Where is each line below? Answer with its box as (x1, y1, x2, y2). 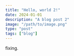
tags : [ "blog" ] (5, 31, 38, 36)
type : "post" (5, 26, 33, 32)
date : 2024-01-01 (5, 12, 42, 17)
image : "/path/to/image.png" (5, 21, 67, 27)
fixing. (5, 45, 19, 51)
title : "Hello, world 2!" (5, 7, 60, 13)
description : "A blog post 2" (5, 17, 70, 22)
